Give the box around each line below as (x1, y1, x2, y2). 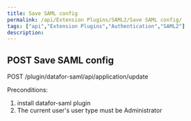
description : (7, 29, 44, 36)
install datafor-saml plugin (16, 99, 91, 107)
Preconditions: (7, 86, 48, 94)
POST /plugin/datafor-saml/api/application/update (7, 72, 149, 81)
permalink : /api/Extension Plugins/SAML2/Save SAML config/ (7, 16, 183, 23)
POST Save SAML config (7, 54, 114, 66)
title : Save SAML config (7, 10, 78, 17)
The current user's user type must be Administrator (16, 107, 162, 115)
